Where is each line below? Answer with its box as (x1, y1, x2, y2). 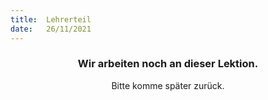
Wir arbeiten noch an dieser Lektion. (77, 57, 259, 71)
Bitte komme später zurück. (111, 79, 225, 91)
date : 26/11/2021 (10, 24, 92, 34)
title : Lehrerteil (10, 14, 92, 25)
